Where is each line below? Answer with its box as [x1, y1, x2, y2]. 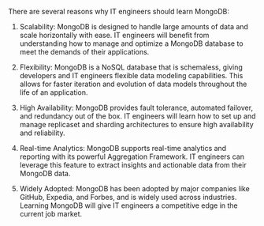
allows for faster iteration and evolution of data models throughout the [19, 79, 247, 89]
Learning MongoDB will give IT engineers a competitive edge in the [19, 201, 238, 210]
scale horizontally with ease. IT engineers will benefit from [19, 31, 210, 40]
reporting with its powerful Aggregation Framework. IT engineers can [19, 152, 244, 161]
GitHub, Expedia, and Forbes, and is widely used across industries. [19, 193, 237, 202]
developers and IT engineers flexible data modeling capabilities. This [19, 71, 244, 80]
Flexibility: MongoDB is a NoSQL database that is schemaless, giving [19, 62, 243, 72]
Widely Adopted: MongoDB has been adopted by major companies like [19, 184, 250, 193]
